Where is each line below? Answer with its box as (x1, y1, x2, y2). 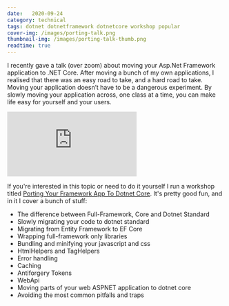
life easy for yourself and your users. (7, 98, 112, 106)
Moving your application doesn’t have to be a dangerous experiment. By (7, 84, 212, 91)
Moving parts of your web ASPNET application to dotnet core (17, 284, 192, 291)
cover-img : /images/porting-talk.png (7, 29, 116, 37)
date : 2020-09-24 (7, 10, 63, 17)
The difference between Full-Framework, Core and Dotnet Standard (17, 210, 210, 218)
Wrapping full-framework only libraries (17, 232, 128, 240)
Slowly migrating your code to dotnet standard (17, 218, 150, 225)
